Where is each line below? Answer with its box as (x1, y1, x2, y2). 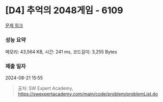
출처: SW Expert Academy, (17, 85, 73, 91)
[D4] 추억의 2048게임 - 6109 (5, 5, 123, 16)
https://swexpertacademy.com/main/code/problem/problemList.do (17, 91, 158, 97)
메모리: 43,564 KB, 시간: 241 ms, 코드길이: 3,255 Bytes (5, 49, 117, 55)
